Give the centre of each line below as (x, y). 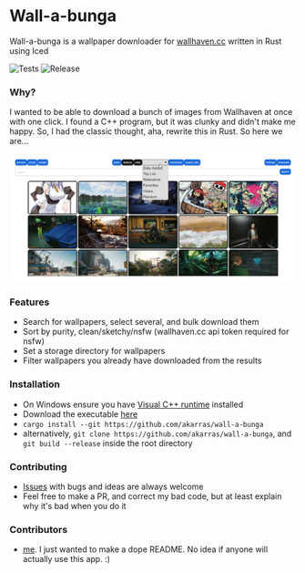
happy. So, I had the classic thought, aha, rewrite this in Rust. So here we (146, 131)
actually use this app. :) (66, 559)
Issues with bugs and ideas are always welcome (113, 487)
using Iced (29, 50)
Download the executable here (80, 414)
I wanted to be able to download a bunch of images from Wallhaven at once (151, 112)
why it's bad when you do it (74, 506)
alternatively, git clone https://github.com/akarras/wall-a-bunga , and (157, 433)
